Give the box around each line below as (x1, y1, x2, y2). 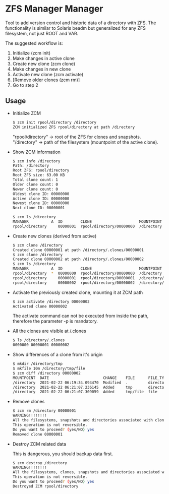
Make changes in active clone (12, 55, 75, 61)
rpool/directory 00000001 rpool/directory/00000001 (12, 275, 135, 280)
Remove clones (12, 399, 45, 405)
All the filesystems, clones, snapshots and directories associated (12, 470, 160, 475)
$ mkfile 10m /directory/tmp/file (12, 366, 85, 371)
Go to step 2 (12, 82, 39, 88)
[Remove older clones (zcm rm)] (12, 77, 80, 83)
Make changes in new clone (12, 66, 71, 72)
